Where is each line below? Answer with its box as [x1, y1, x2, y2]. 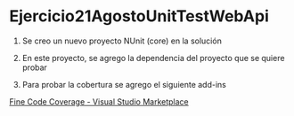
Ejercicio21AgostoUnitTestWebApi [9, 6, 269, 27]
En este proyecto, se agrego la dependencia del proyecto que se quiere [21, 52, 285, 63]
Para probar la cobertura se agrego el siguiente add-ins [21, 79, 227, 89]
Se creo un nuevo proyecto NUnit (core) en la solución [21, 35, 223, 46]
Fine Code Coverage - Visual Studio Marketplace [9, 96, 189, 107]
